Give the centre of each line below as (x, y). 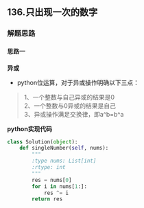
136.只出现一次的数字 (52, 12)
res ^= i (56, 193)
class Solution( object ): (43, 142)
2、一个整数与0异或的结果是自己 (70, 106)
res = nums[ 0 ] (52, 180)
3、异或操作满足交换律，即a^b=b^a (74, 114)
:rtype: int (49, 167)
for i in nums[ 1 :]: (60, 186)
